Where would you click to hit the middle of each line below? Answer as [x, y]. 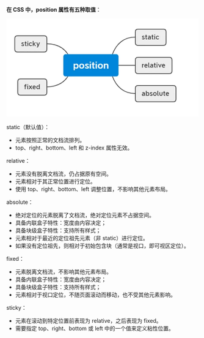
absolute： [20, 202]
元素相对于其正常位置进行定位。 [55, 181]
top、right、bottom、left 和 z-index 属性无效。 [74, 148]
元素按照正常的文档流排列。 [50, 140]
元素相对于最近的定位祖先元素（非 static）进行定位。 [82, 238]
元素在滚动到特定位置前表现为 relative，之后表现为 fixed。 [88, 320]
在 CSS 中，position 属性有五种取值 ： [54, 9]
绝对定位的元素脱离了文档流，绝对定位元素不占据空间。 [85, 215]
